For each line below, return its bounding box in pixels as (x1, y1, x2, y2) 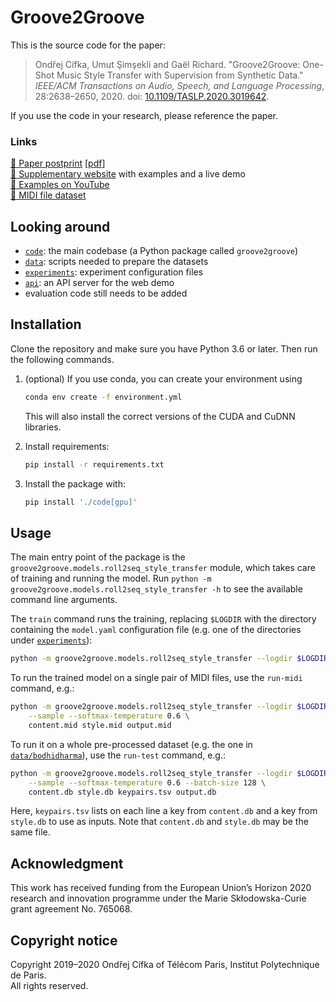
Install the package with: (24, 477, 126, 490)
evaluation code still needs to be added (24, 287, 188, 300)
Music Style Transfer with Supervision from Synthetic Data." (56, 69, 304, 81)
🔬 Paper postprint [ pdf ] (10, 157, 106, 170)
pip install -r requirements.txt (24, 459, 165, 470)
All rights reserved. (10, 980, 89, 992)
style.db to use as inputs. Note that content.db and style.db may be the (10, 816, 309, 828)
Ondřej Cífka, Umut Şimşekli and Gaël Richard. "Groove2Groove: (34, 58, 301, 70)
